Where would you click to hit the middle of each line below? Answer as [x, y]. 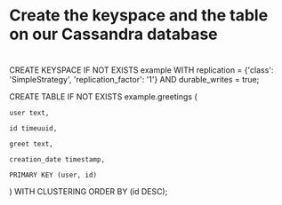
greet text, [31, 144]
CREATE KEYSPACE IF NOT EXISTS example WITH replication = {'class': [141, 70]
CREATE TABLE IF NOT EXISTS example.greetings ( [103, 97]
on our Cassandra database [113, 34]
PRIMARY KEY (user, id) [53, 175]
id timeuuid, [33, 129]
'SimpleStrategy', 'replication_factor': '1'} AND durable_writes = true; [134, 80]
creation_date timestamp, [57, 160]
